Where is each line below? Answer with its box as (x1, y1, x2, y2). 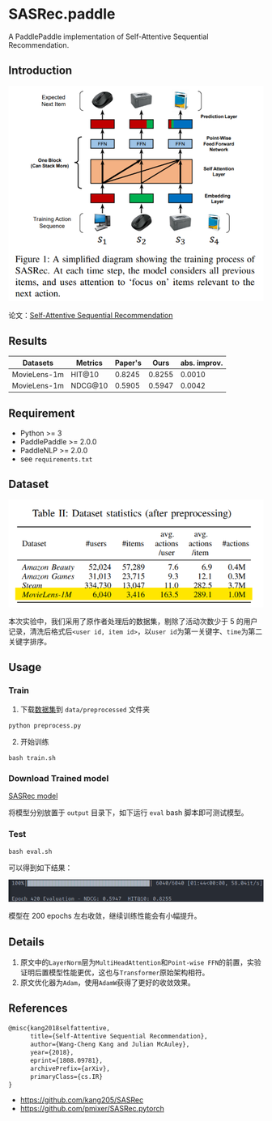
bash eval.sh (8, 847, 53, 856)
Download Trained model (8, 772, 109, 783)
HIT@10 (70, 370, 100, 380)
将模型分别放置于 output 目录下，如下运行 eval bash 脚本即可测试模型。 (8, 807, 249, 817)
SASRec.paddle (8, 5, 116, 23)
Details (8, 935, 45, 949)
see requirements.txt (19, 454, 93, 464)
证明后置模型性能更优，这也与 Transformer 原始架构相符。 (19, 967, 210, 977)
